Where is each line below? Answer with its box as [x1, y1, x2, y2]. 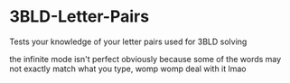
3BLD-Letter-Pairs [9, 6, 150, 27]
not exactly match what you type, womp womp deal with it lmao [9, 63, 247, 74]
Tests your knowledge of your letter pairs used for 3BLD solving [9, 36, 248, 47]
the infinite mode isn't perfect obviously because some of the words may [9, 53, 282, 64]
